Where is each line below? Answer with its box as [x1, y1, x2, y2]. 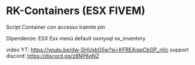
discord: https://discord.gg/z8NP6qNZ [6, 52, 99, 59]
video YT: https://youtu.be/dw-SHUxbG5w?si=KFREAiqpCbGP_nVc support [6, 46, 189, 53]
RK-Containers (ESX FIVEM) [6, 4, 146, 18]
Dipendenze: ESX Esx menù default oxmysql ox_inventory [6, 35, 146, 42]
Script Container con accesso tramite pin [6, 23, 106, 30]
